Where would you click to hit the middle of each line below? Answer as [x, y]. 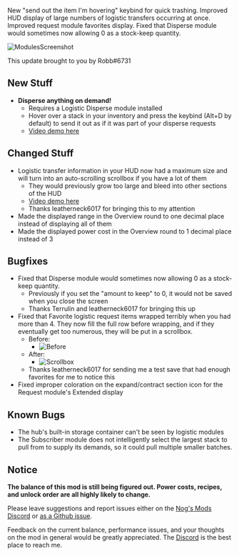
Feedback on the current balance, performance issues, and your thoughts [116, 530]
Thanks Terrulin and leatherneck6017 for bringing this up [112, 309]
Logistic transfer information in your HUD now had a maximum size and [123, 170]
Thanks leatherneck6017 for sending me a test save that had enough [129, 369]
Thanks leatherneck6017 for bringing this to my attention [112, 208]
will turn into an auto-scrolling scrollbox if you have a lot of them [112, 178]
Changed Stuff [41, 153]
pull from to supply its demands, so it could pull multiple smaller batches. [125, 447]
